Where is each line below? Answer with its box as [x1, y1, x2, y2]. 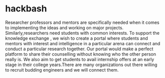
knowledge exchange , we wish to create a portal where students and [5, 35, 148, 41]
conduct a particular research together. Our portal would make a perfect [5, 46, 154, 52]
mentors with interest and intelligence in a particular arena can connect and [5, 40, 161, 46]
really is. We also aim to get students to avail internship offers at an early [5, 56, 155, 62]
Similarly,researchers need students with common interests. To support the [5, 30, 160, 36]
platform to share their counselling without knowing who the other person [5, 51, 156, 57]
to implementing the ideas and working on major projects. [5, 24, 124, 30]
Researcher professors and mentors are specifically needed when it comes [5, 19, 160, 25]
